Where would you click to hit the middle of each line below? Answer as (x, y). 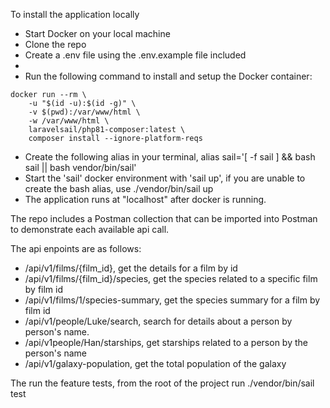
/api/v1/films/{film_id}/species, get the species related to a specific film (171, 278)
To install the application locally (75, 14)
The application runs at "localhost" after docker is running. (145, 199)
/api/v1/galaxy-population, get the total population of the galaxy (155, 363)
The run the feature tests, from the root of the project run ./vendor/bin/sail (162, 383)
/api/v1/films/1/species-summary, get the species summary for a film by (172, 300)
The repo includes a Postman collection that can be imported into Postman (164, 218)
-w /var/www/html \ (69, 121)
